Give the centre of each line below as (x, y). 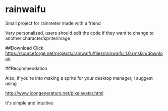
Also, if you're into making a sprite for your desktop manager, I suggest (79, 78)
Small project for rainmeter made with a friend (53, 23)
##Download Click (24, 48)
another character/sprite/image (38, 38)
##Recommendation (26, 68)
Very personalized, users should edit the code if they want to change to (79, 33)
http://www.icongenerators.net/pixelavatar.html (54, 93)
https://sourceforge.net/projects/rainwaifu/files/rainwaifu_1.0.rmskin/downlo (84, 53)
